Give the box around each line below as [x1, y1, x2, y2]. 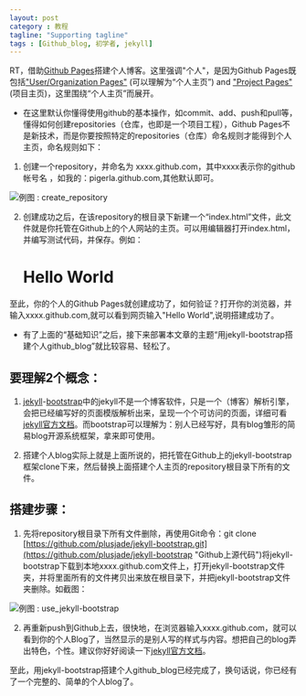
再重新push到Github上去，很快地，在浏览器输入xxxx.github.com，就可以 [22, 622, 297, 633]
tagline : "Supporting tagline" [9, 30, 129, 39]
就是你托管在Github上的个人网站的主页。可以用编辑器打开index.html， [30, 223, 295, 234]
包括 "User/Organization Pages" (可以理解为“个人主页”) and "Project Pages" [9, 77, 293, 88]
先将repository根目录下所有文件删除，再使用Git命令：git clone [22, 528, 258, 539]
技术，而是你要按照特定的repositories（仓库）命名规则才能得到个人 [38, 130, 292, 142]
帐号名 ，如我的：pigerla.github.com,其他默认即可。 [22, 173, 219, 184]
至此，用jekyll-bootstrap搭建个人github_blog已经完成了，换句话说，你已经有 [9, 664, 298, 675]
